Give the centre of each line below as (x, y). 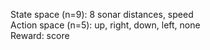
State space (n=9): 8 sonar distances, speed (102, 14)
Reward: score (40, 35)
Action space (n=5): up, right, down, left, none (105, 25)
